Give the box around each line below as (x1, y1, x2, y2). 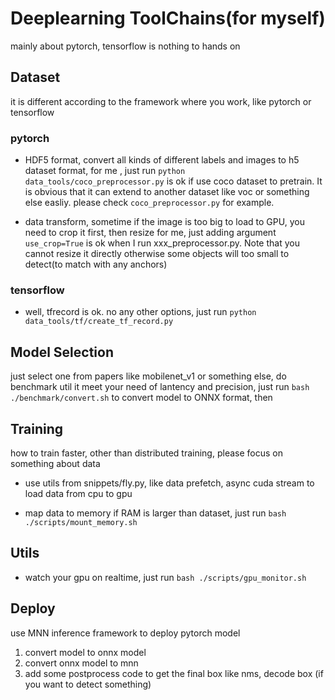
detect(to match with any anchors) (24, 258, 168, 271)
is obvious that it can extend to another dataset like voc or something (24, 186, 310, 198)
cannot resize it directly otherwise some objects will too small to (24, 248, 290, 260)
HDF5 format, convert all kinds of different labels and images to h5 (24, 154, 300, 166)
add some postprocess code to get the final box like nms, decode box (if (24, 667, 324, 679)
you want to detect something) (24, 678, 152, 690)
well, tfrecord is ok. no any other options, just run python (24, 306, 257, 318)
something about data (10, 457, 101, 469)
